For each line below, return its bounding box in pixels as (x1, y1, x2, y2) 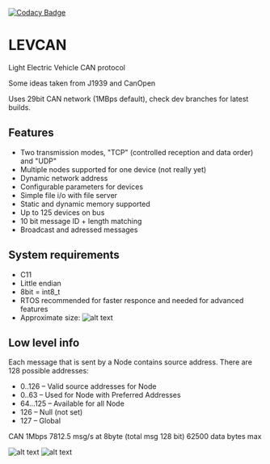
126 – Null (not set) (19, 407, 83, 417)
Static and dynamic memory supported (19, 199, 151, 209)
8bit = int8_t (19, 287, 61, 297)
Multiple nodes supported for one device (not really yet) (19, 164, 207, 174)
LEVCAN (8, 36, 67, 54)
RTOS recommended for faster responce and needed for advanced (19, 295, 244, 305)
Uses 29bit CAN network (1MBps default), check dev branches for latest (8, 94, 249, 103)
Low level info (8, 335, 80, 349)
